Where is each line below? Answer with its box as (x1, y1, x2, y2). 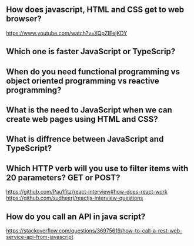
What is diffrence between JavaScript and (6, 134, 164, 144)
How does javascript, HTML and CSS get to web (6, 5, 184, 15)
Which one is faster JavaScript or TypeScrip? (6, 46, 176, 56)
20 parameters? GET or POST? (6, 172, 121, 182)
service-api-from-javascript (6, 234, 73, 240)
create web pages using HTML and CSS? (6, 114, 158, 124)
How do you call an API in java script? (6, 211, 146, 221)
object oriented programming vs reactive (6, 76, 160, 86)
